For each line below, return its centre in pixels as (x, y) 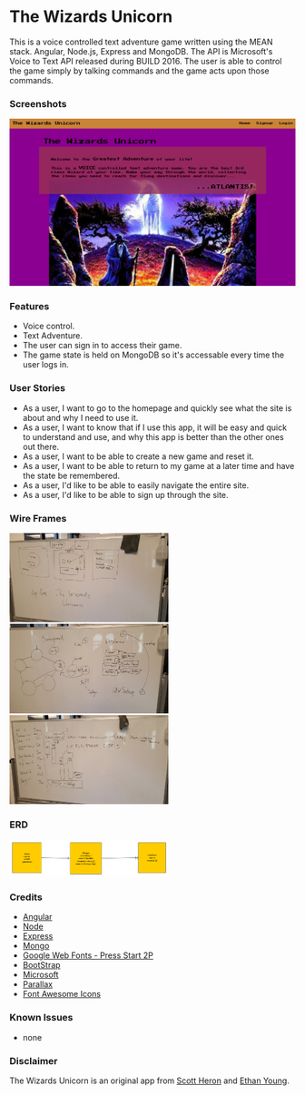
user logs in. (46, 365)
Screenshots (38, 103)
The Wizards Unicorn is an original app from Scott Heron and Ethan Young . (150, 1080)
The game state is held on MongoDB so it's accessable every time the (153, 355)
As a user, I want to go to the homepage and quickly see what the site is (157, 408)
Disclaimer (34, 1061)
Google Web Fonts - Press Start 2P (88, 955)
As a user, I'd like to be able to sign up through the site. (125, 494)
